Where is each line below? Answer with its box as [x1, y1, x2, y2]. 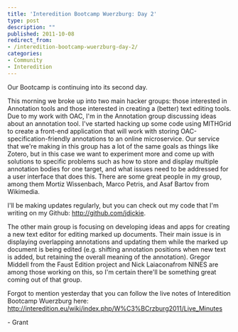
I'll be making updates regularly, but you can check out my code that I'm [7, 200, 219, 210]
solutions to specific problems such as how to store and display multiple [7, 157, 219, 166]
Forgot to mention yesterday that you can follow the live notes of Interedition [7, 289, 231, 297]
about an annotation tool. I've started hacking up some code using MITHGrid [7, 119, 232, 128]
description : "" [7, 23, 55, 31]
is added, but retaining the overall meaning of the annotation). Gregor [7, 252, 211, 261]
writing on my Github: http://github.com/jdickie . [7, 208, 146, 217]
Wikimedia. [7, 187, 40, 196]
